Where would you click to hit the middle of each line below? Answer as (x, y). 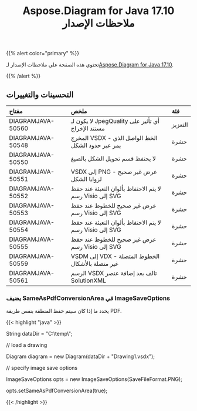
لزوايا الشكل (86, 179)
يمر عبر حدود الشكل (96, 145)
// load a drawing (27, 345)
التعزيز (180, 125)
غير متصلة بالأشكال (94, 264)
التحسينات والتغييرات (40, 94)
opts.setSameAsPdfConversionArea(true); (57, 391)
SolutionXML (89, 280)
